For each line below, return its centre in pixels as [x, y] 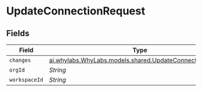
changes [20, 60]
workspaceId [26, 80]
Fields [18, 33]
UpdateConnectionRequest [76, 11]
